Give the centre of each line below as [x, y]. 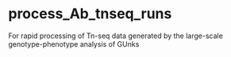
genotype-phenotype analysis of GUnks [74, 44]
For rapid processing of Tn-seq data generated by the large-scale [116, 36]
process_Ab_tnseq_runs [90, 14]
